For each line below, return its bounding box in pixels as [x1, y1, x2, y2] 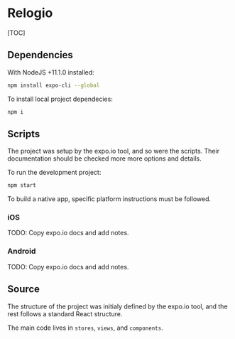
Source [7, 283, 40, 296]
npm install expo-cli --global [7, 82, 100, 89]
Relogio [7, 5, 53, 21]
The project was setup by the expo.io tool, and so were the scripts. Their [7, 147, 220, 156]
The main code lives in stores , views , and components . [7, 323, 163, 332]
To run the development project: [7, 168, 102, 177]
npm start [7, 182, 37, 189]
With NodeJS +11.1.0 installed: [7, 68, 94, 76]
